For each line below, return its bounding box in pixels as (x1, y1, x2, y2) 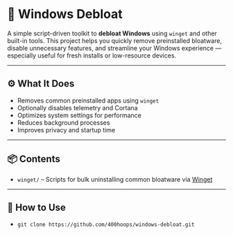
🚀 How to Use (7, 201, 66, 214)
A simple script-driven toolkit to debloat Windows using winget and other (7, 29, 217, 37)
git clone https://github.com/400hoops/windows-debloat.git (17, 221, 195, 228)
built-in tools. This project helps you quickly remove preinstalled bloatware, (7, 36, 223, 44)
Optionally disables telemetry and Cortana (17, 103, 138, 112)
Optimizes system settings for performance (17, 111, 142, 119)
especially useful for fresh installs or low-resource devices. (7, 51, 177, 60)
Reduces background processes (17, 118, 110, 127)
